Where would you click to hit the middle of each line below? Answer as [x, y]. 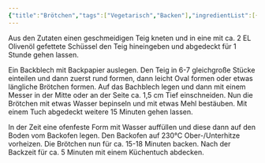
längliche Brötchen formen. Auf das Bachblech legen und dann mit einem [127, 87]
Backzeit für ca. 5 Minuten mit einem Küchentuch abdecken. [106, 152]
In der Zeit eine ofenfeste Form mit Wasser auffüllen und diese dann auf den [132, 127]
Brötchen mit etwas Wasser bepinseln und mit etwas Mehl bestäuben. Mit [128, 103]
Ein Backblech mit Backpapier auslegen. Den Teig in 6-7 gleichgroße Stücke [132, 70]
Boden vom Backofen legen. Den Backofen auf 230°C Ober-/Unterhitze [124, 135]
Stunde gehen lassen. [43, 54]
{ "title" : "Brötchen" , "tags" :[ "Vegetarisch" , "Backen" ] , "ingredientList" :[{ [134, 15]
